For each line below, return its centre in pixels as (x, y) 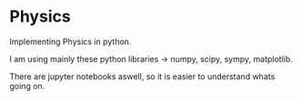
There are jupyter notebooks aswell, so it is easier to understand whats (142, 76)
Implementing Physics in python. (70, 41)
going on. (27, 86)
